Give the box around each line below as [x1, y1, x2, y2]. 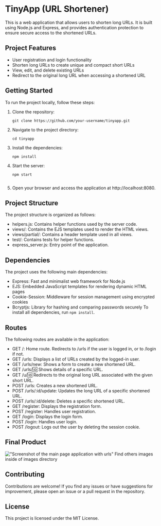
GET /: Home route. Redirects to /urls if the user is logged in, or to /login [12, 346, 157, 351]
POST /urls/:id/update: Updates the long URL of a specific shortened [12, 388, 150, 394]
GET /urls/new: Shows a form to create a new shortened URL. [12, 362, 136, 367]
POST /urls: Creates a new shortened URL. [12, 383, 98, 388]
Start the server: [12, 163, 45, 168]
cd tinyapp [12, 136, 35, 141]
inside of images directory [5, 456, 57, 462]
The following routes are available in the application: [5, 337, 109, 342]
